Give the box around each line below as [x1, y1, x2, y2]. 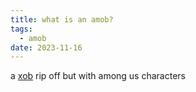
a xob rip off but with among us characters [10, 70, 186, 82]
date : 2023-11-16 [10, 42, 83, 53]
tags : [10, 24, 33, 34]
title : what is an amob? [10, 14, 114, 25]
